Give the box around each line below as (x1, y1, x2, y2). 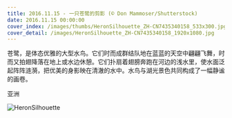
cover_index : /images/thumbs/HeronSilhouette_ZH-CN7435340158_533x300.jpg (7, 23, 227, 30)
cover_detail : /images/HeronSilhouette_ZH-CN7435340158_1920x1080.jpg (7, 29, 215, 37)
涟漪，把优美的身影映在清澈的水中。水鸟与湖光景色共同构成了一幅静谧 (25, 66, 225, 75)
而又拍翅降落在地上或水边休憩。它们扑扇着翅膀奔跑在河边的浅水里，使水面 (7, 58, 219, 66)
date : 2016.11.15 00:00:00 (7, 17, 85, 23)
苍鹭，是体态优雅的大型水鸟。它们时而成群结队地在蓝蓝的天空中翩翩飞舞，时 (7, 49, 225, 57)
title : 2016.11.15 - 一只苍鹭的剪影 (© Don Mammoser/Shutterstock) (7, 10, 198, 17)
